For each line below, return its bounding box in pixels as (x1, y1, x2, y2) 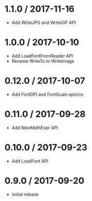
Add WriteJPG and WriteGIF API (11, 20, 76, 25)
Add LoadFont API (11, 158, 48, 164)
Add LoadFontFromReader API (11, 53, 73, 59)
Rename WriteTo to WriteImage (11, 58, 74, 64)
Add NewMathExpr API (11, 125, 58, 131)
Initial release (11, 191, 39, 197)
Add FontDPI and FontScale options (11, 91, 84, 97)
